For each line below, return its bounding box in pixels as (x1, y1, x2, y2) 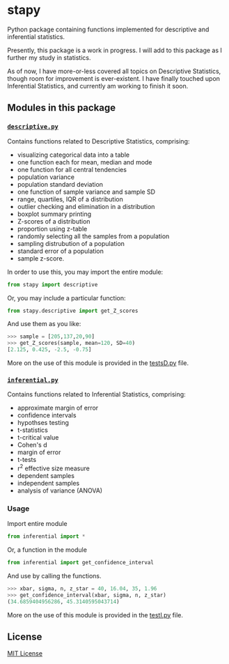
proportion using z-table (17, 224, 88, 233)
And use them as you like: (7, 320, 81, 328)
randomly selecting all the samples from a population (17, 232, 170, 240)
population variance (17, 173, 75, 181)
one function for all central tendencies (17, 165, 127, 173)
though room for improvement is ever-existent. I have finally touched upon (7, 74, 221, 82)
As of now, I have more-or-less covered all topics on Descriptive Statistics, (7, 67, 221, 75)
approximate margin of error (17, 403, 99, 412)
